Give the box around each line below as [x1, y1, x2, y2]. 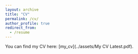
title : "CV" [5, 12, 30, 17]
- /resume [9, 30, 30, 35]
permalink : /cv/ [5, 16, 39, 21]
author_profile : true [5, 21, 50, 26]
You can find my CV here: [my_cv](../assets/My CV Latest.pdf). [5, 44, 134, 49]
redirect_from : [5, 26, 37, 30]
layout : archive [5, 7, 39, 12]
